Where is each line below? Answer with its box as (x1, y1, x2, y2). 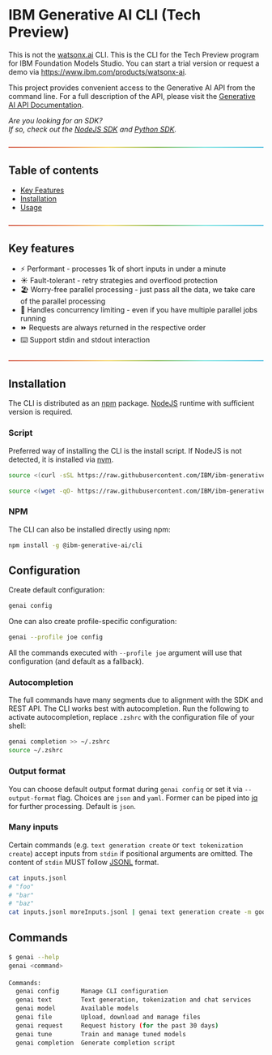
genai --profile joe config (8, 633, 104, 642)
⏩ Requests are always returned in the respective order (19, 322, 206, 332)
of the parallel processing (19, 296, 106, 306)
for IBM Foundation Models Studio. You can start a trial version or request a (8, 58, 260, 68)
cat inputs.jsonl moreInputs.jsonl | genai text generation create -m (8, 908, 252, 916)
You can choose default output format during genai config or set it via (8, 784, 243, 794)
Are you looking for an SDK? (8, 115, 103, 125)
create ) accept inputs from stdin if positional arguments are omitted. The (8, 848, 253, 858)
